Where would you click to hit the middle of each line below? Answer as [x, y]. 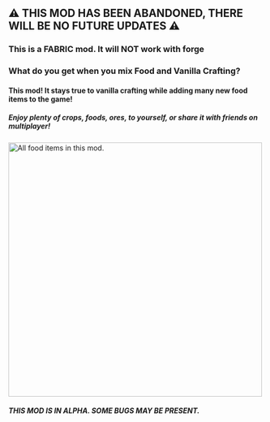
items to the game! [41, 99]
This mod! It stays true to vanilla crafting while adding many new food [128, 90]
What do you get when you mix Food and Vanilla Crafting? [124, 71]
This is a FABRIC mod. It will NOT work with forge [107, 50]
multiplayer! [30, 126]
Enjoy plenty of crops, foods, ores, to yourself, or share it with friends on [133, 118]
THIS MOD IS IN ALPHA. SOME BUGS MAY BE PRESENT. [104, 411]
